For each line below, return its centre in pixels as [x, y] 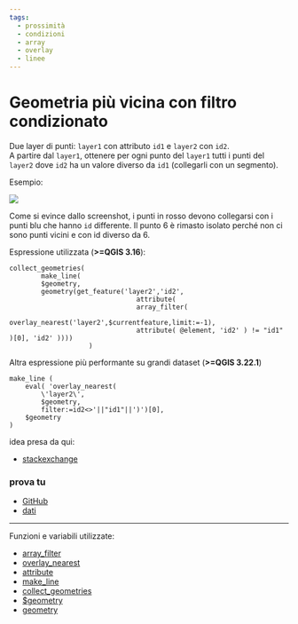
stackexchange [50, 459]
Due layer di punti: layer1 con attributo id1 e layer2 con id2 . [119, 146]
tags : [19, 17]
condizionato [59, 122]
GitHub [35, 502]
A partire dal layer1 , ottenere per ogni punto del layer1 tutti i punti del [137, 155]
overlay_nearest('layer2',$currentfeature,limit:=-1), [113, 322]
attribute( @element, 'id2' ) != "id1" [210, 330]
